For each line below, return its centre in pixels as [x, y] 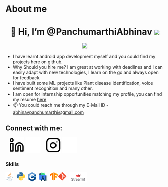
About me [26, 9]
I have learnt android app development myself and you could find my [84, 57]
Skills [12, 164]
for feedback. [27, 78]
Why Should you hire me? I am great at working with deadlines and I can [88, 67]
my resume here [30, 100]
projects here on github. [38, 62]
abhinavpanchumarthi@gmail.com [48, 112]
